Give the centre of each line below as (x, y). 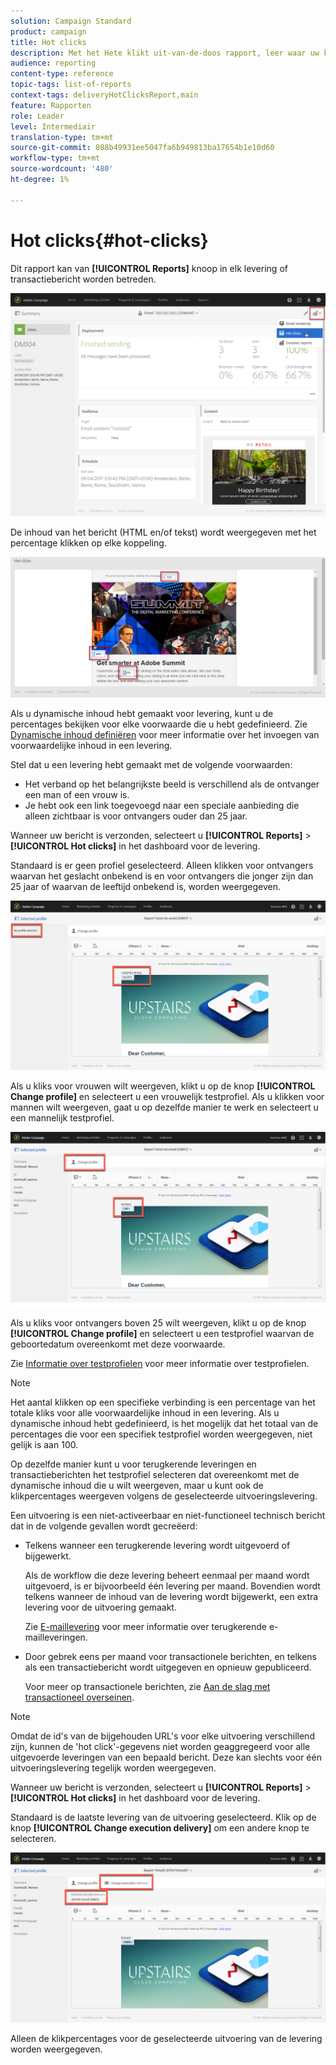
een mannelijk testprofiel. (62, 1118)
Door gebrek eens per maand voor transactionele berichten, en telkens (171, 1656)
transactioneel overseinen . (79, 1697)
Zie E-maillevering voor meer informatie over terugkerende (145, 1626)
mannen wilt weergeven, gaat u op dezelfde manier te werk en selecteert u (164, 1107)
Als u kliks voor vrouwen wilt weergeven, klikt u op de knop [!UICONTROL (163, 1086)
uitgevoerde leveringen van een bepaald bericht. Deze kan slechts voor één (166, 1757)
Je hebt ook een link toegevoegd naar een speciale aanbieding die (162, 805)
